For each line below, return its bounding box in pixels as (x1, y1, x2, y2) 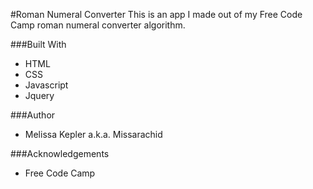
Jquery (24, 90, 55, 101)
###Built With (10, 39, 67, 50)
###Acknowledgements (10, 148, 110, 159)
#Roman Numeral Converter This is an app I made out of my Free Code (10, 9, 303, 20)
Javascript (24, 79, 69, 91)
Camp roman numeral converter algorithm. (10, 19, 186, 31)
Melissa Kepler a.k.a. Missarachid (24, 129, 163, 140)
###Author (10, 109, 56, 121)
